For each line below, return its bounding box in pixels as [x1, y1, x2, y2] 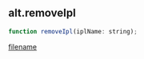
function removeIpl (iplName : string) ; [8, 27, 138, 35]
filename [8, 41, 38, 51]
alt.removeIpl [8, 6, 76, 20]
